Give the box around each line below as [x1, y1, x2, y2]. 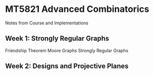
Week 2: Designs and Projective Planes [5, 62, 129, 71]
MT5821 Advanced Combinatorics [5, 3, 150, 15]
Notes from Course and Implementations [5, 20, 88, 26]
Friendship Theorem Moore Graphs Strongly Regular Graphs [5, 47, 129, 53]
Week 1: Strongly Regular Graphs [5, 34, 109, 43]
